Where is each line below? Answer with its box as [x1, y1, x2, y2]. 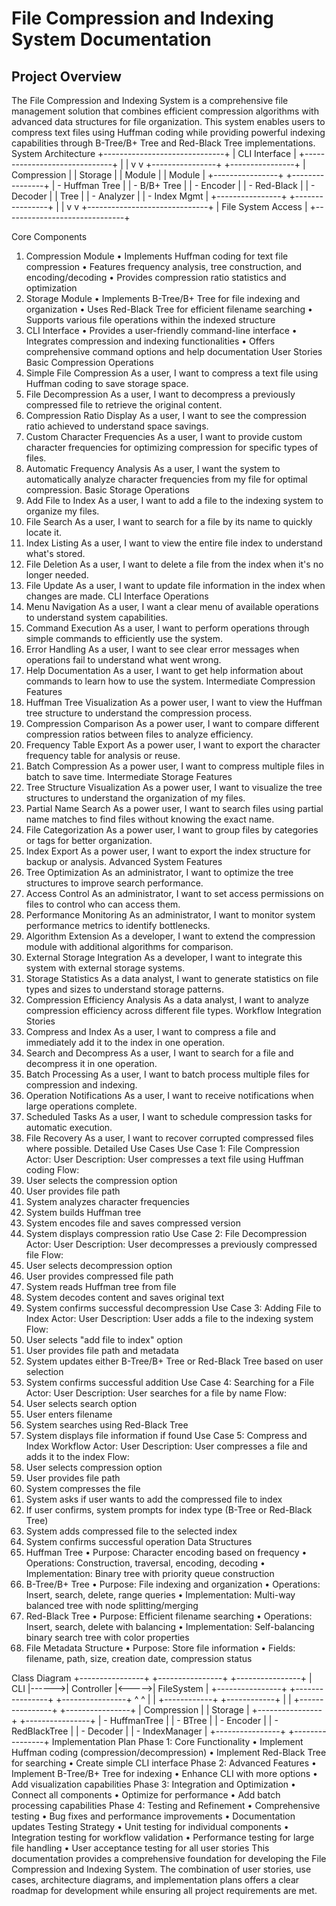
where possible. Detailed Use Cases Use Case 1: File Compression [25, 1143, 300, 1154]
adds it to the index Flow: [25, 1451, 130, 1462]
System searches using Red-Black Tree [25, 1419, 189, 1431]
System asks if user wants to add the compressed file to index [25, 1493, 283, 1505]
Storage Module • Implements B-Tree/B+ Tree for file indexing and [25, 293, 301, 304]
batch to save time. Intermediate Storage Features [25, 771, 233, 782]
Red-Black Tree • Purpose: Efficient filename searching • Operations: [25, 1610, 313, 1622]
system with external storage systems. [25, 962, 186, 974]
